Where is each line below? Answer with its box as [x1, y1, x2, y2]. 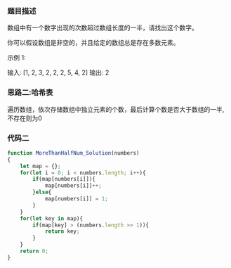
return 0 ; [20, 248, 49, 255]
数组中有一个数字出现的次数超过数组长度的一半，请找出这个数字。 [7, 23, 198, 32]
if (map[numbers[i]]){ [32, 176, 96, 183]
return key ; [44, 228, 80, 235]
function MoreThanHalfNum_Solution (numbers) [7, 149, 140, 156]
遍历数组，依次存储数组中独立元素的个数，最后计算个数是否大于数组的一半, [7, 105, 225, 113]
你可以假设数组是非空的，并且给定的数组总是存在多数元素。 [7, 39, 180, 47]
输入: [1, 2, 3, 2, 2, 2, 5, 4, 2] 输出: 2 [7, 68, 110, 77]
